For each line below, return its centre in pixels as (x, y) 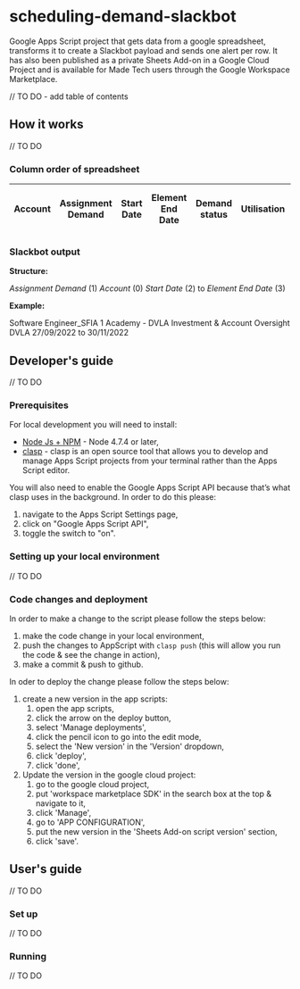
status (214, 214)
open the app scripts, (75, 709)
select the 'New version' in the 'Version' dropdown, (130, 746)
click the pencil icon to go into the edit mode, (118, 737)
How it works (46, 125)
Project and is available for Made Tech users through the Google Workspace (150, 70)
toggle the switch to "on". (69, 534)
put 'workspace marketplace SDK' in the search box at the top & (154, 794)
